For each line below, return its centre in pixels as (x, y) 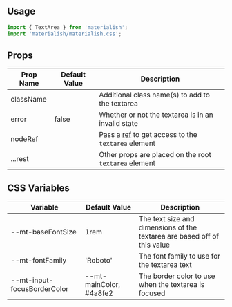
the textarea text (165, 265)
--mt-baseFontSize (44, 232)
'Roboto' (99, 261)
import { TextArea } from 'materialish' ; (68, 27)
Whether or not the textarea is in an (156, 115)
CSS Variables (39, 188)
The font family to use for (180, 257)
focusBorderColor (40, 289)
